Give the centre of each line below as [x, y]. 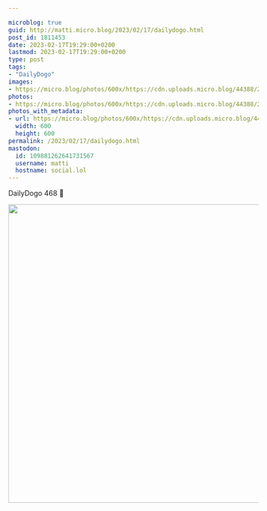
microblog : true [35, 22]
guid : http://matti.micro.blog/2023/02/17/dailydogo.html [106, 30]
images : [21, 82]
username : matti [42, 163]
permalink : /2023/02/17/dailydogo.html [74, 141]
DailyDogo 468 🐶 [36, 193]
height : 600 [35, 134]
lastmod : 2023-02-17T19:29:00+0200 [67, 53]
